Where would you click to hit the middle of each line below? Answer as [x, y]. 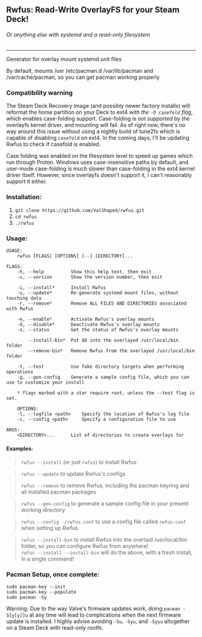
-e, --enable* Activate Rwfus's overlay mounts [86, 319]
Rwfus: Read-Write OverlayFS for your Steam [93, 10]
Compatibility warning [40, 93]
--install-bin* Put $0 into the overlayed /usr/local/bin [103, 340]
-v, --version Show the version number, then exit [90, 277]
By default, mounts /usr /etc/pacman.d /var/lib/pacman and [80, 70]
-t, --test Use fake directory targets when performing [101, 367]
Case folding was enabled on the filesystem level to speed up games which [99, 155]
